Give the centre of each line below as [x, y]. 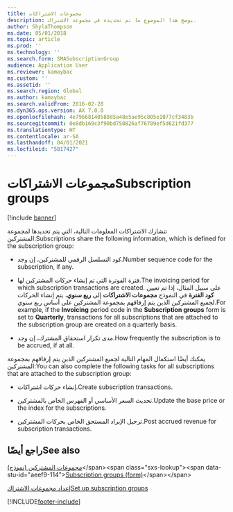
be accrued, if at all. [46, 345]
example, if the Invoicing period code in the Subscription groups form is [121, 309]
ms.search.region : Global [44, 91]
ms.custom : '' [28, 78]
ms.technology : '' [34, 53]
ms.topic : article [34, 40]
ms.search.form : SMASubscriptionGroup [63, 59]
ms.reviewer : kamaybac [40, 72]
